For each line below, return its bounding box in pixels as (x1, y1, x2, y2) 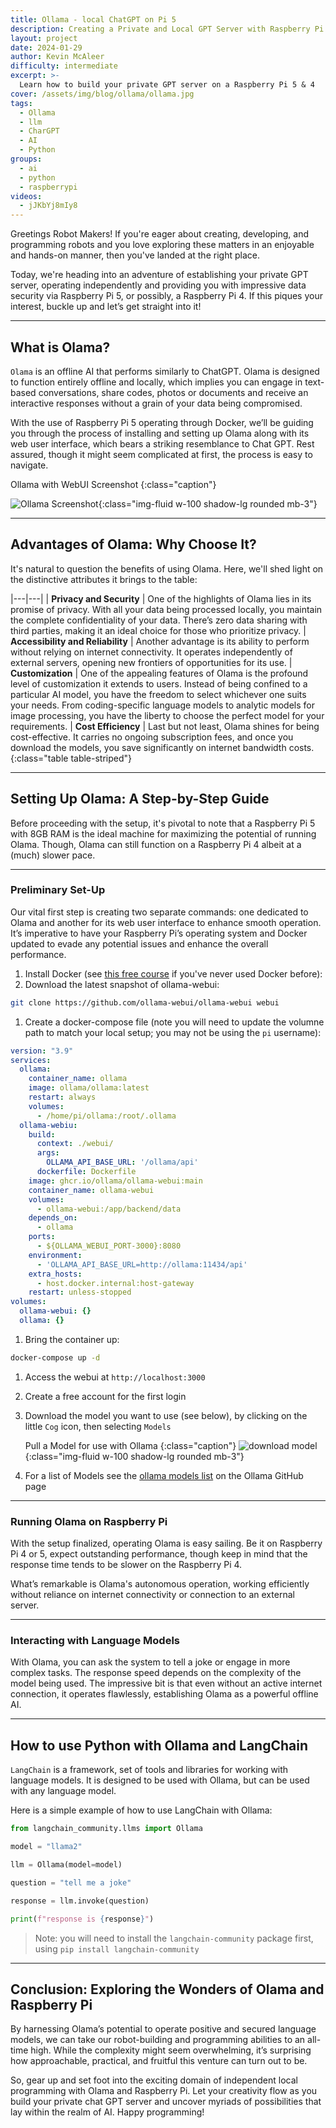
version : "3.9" (10, 1046, 74, 1056)
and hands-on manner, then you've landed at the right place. (10, 249, 260, 261)
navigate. (10, 459, 49, 471)
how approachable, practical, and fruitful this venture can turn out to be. (10, 2055, 308, 2067)
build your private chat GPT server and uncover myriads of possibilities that (10, 2096, 322, 2108)
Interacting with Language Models (10, 1634, 180, 1648)
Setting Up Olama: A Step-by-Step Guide (10, 791, 270, 808)
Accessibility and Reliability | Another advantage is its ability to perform (10, 635, 310, 647)
